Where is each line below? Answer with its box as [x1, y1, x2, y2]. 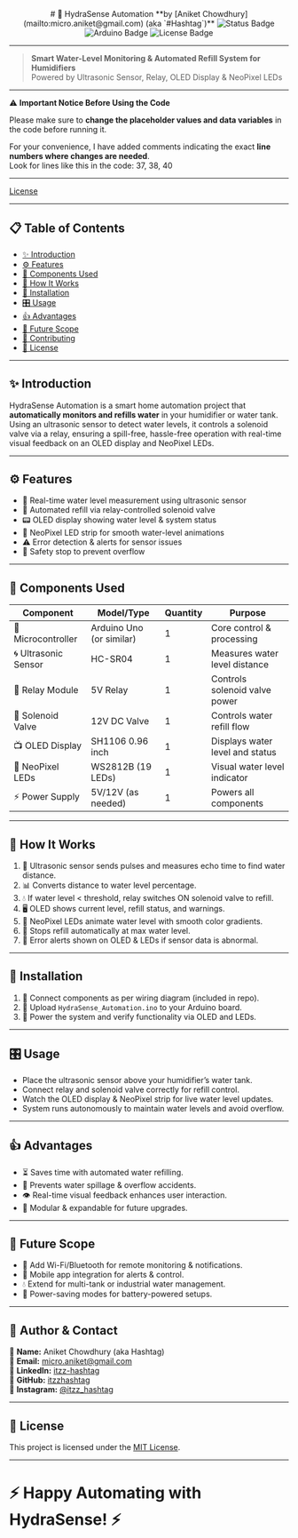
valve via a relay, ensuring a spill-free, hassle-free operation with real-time [9, 428, 282, 439]
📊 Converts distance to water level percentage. [21, 880, 197, 891]
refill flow [211, 721, 250, 733]
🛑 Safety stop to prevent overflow [21, 546, 145, 557]
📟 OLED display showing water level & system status [21, 514, 217, 525]
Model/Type [97, 607, 150, 619]
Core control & [211, 622, 272, 634]
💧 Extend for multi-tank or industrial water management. [21, 1279, 226, 1289]
